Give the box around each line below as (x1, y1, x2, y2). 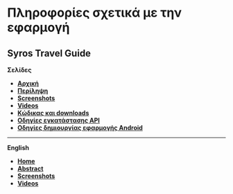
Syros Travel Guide (7, 47, 92, 59)
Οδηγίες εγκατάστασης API (17, 116, 101, 124)
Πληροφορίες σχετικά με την (7, 5, 182, 21)
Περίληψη (17, 87, 49, 95)
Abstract (17, 165, 44, 172)
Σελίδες (7, 66, 32, 74)
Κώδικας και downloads (17, 109, 89, 117)
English (7, 144, 30, 152)
